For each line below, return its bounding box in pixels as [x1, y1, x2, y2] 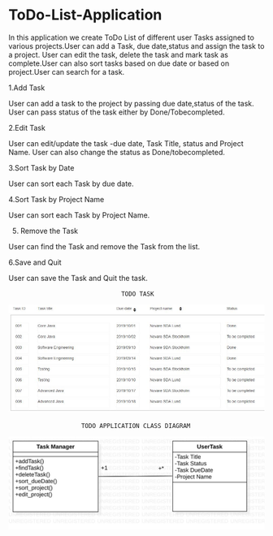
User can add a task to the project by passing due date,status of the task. [8, 98, 254, 108]
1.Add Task [8, 83, 45, 93]
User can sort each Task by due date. [8, 179, 134, 188]
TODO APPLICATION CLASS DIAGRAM [80, 421, 191, 430]
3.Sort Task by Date [8, 162, 75, 172]
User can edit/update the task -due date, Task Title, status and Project [8, 138, 244, 148]
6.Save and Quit [8, 257, 63, 267]
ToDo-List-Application [8, 6, 162, 24]
